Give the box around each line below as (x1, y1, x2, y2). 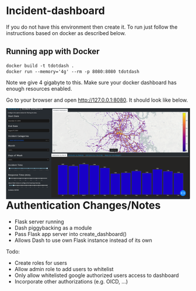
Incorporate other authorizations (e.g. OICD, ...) (14, 278, 128, 285)
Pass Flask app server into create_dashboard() (14, 231, 127, 238)
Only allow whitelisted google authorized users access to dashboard (14, 272, 179, 279)
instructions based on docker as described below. (6, 29, 127, 36)
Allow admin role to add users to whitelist (14, 266, 114, 273)
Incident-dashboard (6, 4, 105, 18)
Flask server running (14, 218, 64, 226)
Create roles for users (14, 259, 67, 266)
